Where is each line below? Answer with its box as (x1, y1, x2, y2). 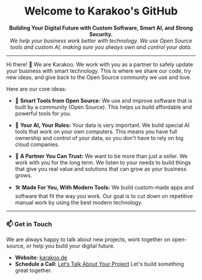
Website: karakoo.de (14, 254, 67, 261)
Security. (89, 30, 113, 37)
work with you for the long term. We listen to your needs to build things (14, 159, 191, 166)
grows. (14, 171, 32, 179)
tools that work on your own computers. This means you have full (14, 128, 177, 135)
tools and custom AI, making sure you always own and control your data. (10, 43, 192, 51)
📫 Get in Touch (6, 220, 52, 228)
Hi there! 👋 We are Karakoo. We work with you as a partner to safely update (6, 60, 194, 68)
